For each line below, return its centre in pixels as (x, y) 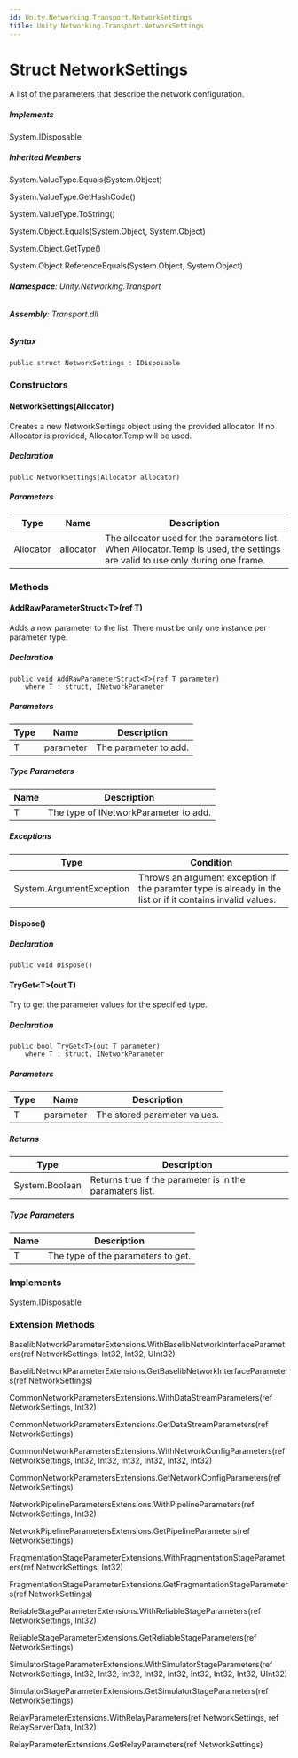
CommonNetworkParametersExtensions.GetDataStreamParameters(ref (139, 1424)
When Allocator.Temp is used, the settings (193, 549)
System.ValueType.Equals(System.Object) (86, 180)
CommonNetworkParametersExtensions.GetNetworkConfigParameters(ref (145, 1477)
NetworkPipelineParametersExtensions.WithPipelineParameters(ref (132, 1504)
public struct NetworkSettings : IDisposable (94, 363)
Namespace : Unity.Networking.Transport (85, 286)
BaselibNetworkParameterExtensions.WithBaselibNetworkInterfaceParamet (147, 1344)
